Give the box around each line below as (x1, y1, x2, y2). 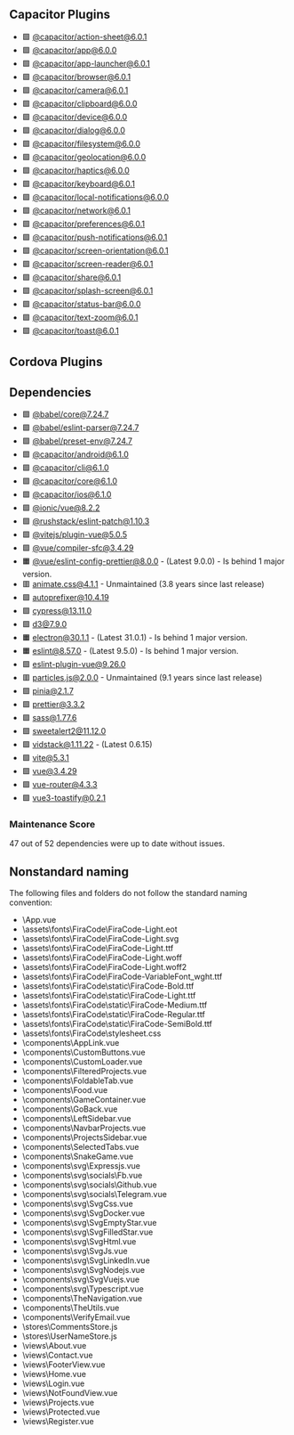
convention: (9, 897, 53, 908)
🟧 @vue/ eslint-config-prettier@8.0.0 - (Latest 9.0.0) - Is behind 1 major (21, 556, 285, 567)
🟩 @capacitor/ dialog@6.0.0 (21, 125, 126, 135)
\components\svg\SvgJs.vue (21, 1246, 128, 1257)
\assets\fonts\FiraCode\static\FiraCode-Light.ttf (21, 991, 196, 1001)
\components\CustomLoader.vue (21, 1056, 143, 1067)
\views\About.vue (21, 1341, 87, 1351)
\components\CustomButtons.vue (21, 1047, 146, 1058)
